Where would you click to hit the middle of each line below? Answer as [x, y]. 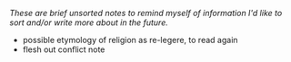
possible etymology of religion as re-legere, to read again [130, 40]
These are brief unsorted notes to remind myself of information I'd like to [146, 13]
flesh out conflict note [64, 49]
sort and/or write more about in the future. [89, 22]
